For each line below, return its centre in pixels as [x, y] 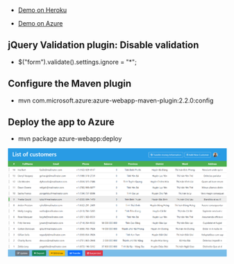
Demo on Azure [40, 23]
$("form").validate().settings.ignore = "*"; [77, 62]
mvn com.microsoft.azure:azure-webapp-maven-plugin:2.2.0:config [116, 100]
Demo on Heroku [42, 10]
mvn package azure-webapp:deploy [70, 139]
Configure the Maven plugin [70, 83]
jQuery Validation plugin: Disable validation [103, 45]
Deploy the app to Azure [61, 122]
